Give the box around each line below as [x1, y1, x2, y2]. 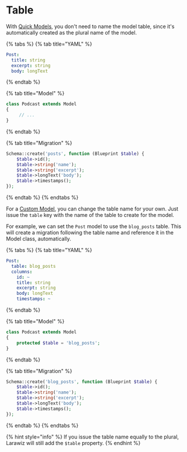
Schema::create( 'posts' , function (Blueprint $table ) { [6, 150, 144, 157]
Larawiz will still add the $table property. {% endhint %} [6, 439, 141, 446]
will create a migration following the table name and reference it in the [6, 229, 174, 236]
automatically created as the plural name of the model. [6, 29, 137, 36]
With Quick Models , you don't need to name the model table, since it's [6, 23, 175, 30]
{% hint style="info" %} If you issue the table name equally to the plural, [6, 433, 179, 440]
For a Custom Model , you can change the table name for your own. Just [6, 205, 179, 212]
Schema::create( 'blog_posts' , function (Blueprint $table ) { [6, 378, 158, 385]
